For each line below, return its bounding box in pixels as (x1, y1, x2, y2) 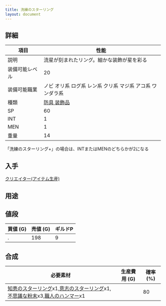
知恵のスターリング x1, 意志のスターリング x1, (7, 285, 111, 292)
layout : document (5, 12, 41, 17)
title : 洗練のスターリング (5, 7, 54, 12)
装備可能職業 (7, 86, 38, 93)
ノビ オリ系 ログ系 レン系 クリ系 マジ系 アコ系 (43, 82, 151, 89)
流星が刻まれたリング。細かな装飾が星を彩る (43, 57, 147, 64)
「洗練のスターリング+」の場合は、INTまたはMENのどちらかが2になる (5, 146, 149, 152)
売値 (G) (31, 226, 50, 233)
